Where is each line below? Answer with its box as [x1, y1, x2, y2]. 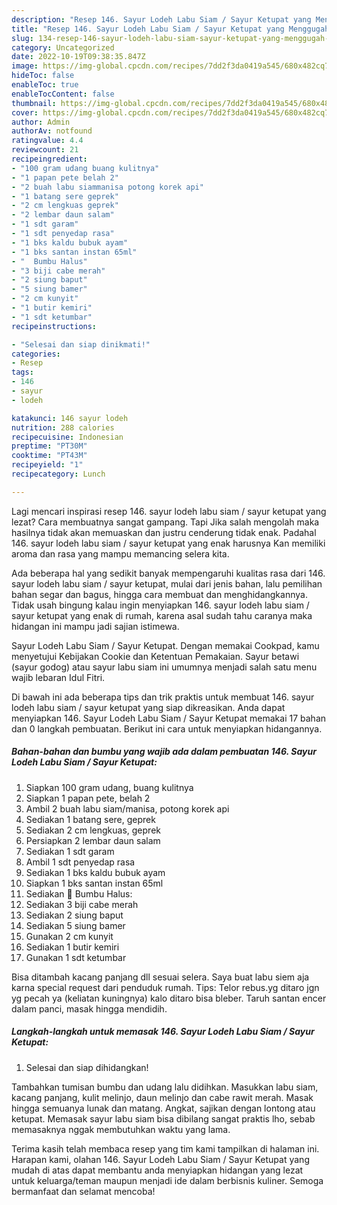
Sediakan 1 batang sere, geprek [25, 813, 156, 825]
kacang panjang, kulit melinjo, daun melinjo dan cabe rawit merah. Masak [11, 1091, 314, 1103]
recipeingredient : [11, 154, 88, 164]
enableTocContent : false [11, 89, 115, 99]
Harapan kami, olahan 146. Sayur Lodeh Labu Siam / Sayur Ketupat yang [11, 1153, 310, 1165]
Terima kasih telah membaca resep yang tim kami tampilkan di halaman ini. [11, 1142, 320, 1155]
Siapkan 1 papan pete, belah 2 [25, 792, 151, 804]
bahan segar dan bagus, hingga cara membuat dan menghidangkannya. [11, 588, 308, 600]
